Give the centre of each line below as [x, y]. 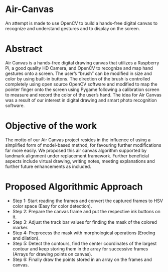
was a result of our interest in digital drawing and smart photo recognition [81, 100]
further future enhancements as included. [48, 166]
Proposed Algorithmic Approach [74, 187]
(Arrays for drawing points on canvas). [52, 254]
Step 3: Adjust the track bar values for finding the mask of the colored [85, 222]
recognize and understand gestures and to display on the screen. [73, 28]
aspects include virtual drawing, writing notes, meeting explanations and [80, 161]
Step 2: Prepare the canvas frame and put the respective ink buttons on [86, 211]
